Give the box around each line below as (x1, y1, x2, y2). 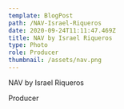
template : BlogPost (8, 11, 74, 20)
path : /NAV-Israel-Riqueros (8, 19, 102, 27)
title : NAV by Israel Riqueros (8, 33, 113, 42)
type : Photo (8, 41, 48, 49)
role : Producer (8, 49, 59, 56)
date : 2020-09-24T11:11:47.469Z (8, 26, 116, 34)
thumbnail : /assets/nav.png (8, 56, 102, 64)
